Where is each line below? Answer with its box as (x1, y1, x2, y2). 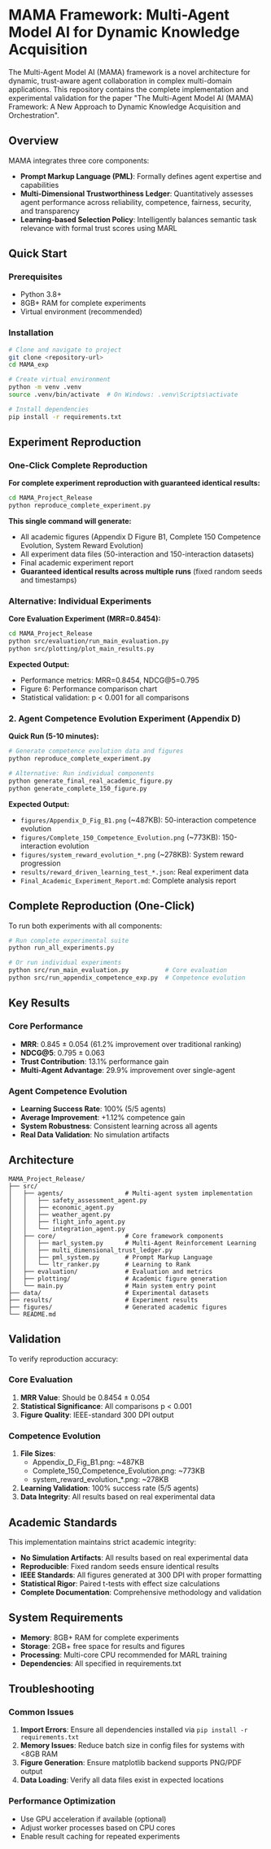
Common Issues (8, 1707, 75, 1718)
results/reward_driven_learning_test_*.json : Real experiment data (20, 866, 249, 876)
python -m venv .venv (8, 383, 82, 391)
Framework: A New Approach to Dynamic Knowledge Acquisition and (8, 102, 242, 111)
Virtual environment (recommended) (20, 307, 142, 316)
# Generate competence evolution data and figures (8, 747, 184, 756)
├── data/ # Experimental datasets (8, 1289, 209, 1297)
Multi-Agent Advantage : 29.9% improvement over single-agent (20, 1065, 236, 1075)
